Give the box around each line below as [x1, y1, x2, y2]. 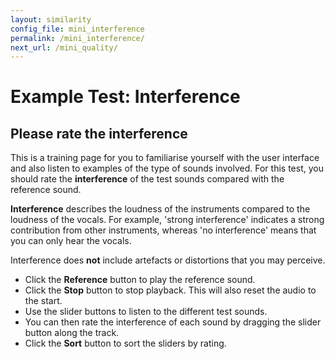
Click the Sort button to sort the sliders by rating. [24, 337, 227, 350]
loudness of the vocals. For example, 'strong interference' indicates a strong [10, 214, 325, 226]
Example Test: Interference [10, 86, 241, 108]
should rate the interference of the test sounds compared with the [10, 173, 285, 185]
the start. [24, 295, 63, 307]
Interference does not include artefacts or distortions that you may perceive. [10, 254, 326, 266]
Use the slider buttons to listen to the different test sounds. [24, 306, 268, 318]
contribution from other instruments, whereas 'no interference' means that [10, 224, 317, 236]
